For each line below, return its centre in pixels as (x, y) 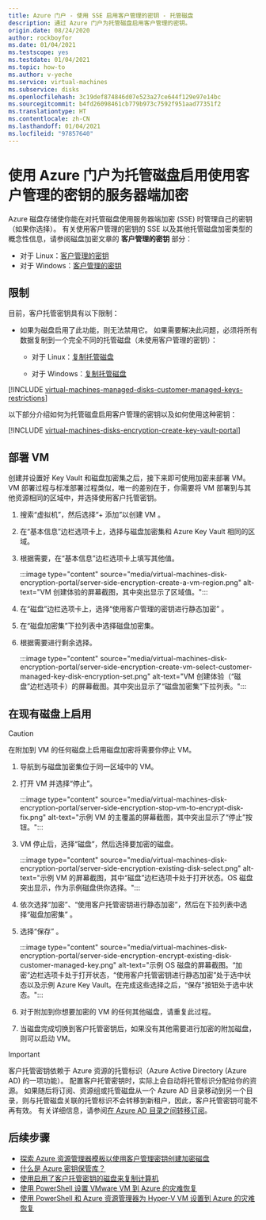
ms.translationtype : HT (47, 112)
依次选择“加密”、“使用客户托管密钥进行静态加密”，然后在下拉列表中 (130, 904)
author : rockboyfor (40, 38)
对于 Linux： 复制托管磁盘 (73, 357)
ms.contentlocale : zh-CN (49, 119)
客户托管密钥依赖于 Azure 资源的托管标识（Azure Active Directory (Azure (127, 1071)
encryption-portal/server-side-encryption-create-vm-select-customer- (136, 667)
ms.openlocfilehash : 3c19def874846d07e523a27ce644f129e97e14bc (115, 97)
